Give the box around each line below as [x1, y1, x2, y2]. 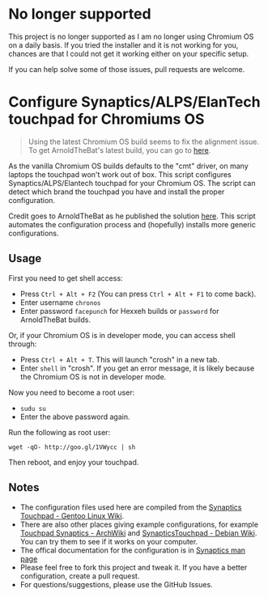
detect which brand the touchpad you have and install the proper [8, 187, 225, 197]
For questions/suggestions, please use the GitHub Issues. [19, 579, 213, 589]
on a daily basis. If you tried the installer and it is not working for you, [8, 40, 239, 49]
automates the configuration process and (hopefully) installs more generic [8, 219, 257, 229]
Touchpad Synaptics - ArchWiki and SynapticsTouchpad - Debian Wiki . [19, 527, 257, 538]
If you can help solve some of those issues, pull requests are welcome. [8, 64, 245, 74]
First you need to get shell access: [8, 273, 123, 283]
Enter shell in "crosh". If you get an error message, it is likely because [19, 363, 255, 373]
